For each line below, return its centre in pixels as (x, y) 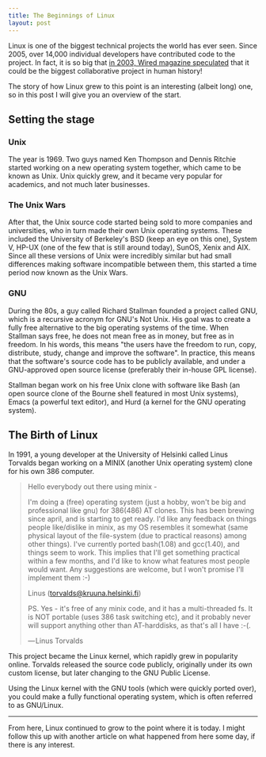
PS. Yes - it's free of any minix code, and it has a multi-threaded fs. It (140, 608)
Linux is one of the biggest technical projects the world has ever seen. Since (133, 45)
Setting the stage (51, 119)
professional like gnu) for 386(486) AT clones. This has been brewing (141, 510)
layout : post (30, 23)
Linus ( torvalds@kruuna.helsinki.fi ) (84, 593)
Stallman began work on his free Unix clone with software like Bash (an (124, 384)
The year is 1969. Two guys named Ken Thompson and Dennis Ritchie (122, 159)
